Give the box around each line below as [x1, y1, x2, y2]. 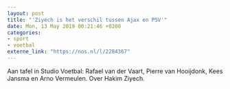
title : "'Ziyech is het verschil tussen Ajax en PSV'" [7, 16, 168, 23]
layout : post [7, 10, 45, 17]
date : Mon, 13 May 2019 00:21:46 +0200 [7, 23, 122, 29]
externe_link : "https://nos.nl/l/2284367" [7, 49, 130, 55]
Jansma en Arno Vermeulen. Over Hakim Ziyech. [7, 74, 146, 82]
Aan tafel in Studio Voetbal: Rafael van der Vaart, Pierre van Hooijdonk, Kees [7, 66, 223, 75]
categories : [7, 29, 41, 36]
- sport [7, 36, 30, 42]
